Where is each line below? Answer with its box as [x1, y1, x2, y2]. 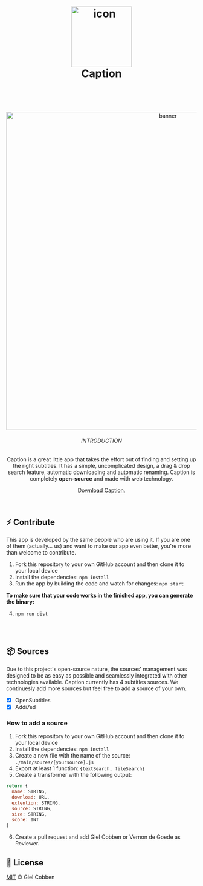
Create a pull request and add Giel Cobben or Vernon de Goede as [14, 833, 181, 841]
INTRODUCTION [81, 437, 122, 444]
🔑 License [6, 858, 44, 868]
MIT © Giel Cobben [6, 873, 55, 881]
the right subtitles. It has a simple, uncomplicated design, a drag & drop [13, 462, 190, 470]
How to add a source [6, 719, 68, 727]
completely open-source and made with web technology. [30, 475, 173, 482]
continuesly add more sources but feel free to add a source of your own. [6, 685, 187, 692]
